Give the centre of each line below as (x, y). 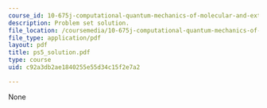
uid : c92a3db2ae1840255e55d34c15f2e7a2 (74, 67)
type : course (30, 60)
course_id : (26, 15)
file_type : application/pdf (55, 38)
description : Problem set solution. (69, 23)
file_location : (33, 30)
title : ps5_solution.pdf (49, 52)
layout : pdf (28, 45)
